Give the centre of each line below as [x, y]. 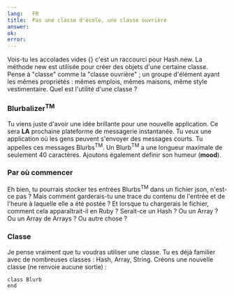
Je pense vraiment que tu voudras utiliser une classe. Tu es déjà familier [111, 252]
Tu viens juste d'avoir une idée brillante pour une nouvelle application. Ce [113, 123]
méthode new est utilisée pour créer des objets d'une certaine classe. [108, 67]
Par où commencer [40, 173]
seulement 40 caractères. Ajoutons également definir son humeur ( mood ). [114, 155]
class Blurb [24, 280]
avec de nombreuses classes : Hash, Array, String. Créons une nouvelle [110, 259]
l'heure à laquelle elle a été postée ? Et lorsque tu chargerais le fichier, [108, 204]
